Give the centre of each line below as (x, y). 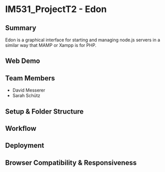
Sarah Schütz (26, 96)
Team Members (30, 78)
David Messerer (29, 90)
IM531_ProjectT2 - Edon (56, 9)
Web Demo (23, 61)
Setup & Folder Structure (44, 111)
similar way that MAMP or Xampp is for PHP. (51, 45)
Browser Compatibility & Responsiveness (71, 163)
